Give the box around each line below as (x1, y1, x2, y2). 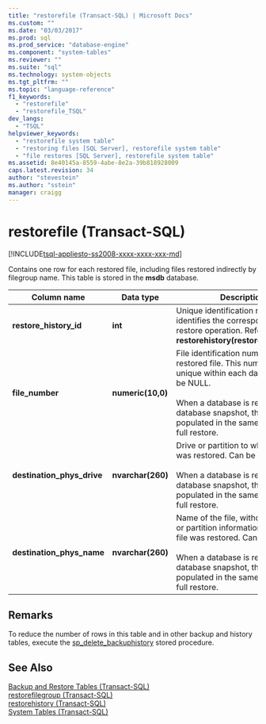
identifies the (176, 315, 225, 326)
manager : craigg (8, 188, 62, 197)
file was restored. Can (176, 532, 258, 543)
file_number (12, 387, 59, 398)
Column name (31, 291, 85, 302)
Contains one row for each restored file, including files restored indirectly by (8, 264, 257, 274)
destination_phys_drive (12, 469, 103, 481)
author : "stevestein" (8, 174, 80, 182)
